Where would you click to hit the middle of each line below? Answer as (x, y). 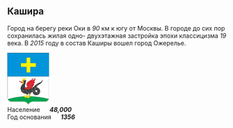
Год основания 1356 (41, 117)
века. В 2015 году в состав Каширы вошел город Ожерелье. (97, 43)
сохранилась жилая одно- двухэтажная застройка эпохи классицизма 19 (117, 35)
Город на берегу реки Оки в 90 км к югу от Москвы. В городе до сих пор (116, 28)
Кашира (26, 11)
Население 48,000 (40, 109)
